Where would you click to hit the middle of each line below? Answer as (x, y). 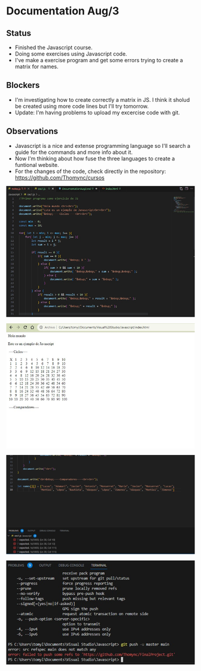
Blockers (23, 85)
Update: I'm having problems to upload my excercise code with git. (97, 113)
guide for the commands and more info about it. (74, 152)
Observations (32, 131)
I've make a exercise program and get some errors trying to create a (99, 60)
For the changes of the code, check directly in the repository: (90, 171)
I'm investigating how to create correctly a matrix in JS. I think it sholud (102, 99)
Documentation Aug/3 (63, 11)
